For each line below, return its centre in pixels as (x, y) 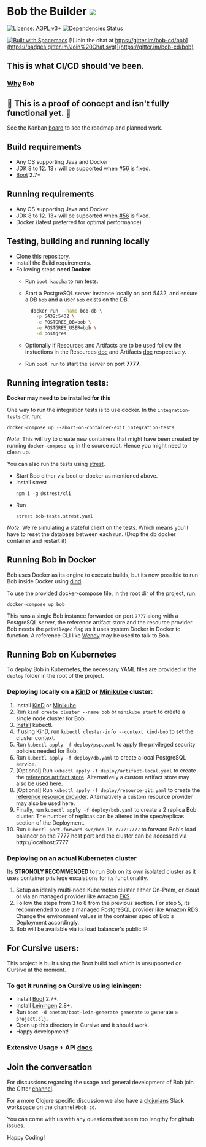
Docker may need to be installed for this (59, 398)
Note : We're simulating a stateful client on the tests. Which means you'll (98, 527)
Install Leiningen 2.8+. (44, 1006)
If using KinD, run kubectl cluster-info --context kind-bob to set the (105, 731)
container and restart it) (37, 540)
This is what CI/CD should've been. (76, 66)
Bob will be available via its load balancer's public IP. (82, 929)
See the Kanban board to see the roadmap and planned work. (85, 128)
